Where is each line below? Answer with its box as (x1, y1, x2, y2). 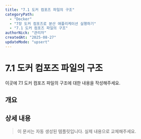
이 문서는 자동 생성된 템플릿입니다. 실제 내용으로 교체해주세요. (17, 128, 137, 134)
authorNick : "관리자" (5, 30, 47, 35)
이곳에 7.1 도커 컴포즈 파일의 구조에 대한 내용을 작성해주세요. (5, 80, 121, 86)
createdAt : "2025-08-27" (5, 35, 56, 40)
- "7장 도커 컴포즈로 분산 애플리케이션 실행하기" (9, 21, 96, 26)
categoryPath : (5, 12, 35, 17)
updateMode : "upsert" (5, 40, 50, 45)
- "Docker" (9, 16, 32, 21)
